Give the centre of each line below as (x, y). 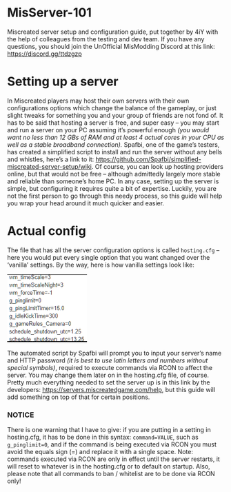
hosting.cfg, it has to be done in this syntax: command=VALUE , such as (103, 437)
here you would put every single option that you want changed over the (109, 257)
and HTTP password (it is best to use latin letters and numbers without (108, 360)
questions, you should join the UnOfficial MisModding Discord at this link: (111, 46)
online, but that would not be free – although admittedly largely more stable (114, 174)
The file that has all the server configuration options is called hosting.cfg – (113, 250)
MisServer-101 (49, 13)
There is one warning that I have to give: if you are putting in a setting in (109, 430)
